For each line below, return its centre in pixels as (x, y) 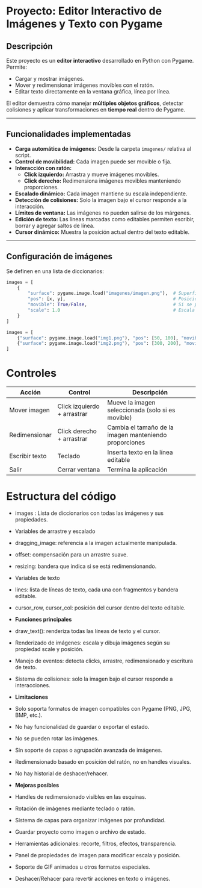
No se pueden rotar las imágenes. (57, 738)
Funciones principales (43, 619)
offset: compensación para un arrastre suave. (71, 555)
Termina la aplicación (137, 470)
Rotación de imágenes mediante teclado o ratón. (75, 808)
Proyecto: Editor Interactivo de (84, 11)
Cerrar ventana (79, 470)
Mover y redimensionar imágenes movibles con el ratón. (84, 85)
